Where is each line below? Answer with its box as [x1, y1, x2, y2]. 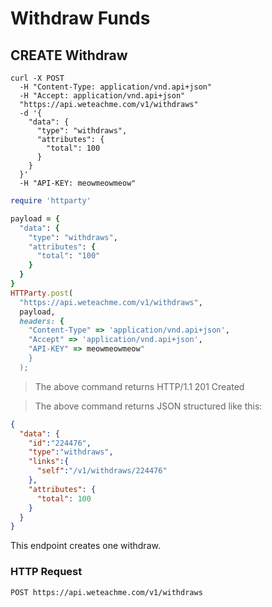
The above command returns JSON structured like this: [34, 400, 263, 412]
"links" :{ [28, 457, 70, 467]
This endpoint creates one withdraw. [10, 540, 161, 552]
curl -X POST [10, 73, 65, 83]
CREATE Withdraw [10, 47, 128, 64]
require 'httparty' [10, 196, 92, 206]
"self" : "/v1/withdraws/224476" [36, 466, 168, 476]
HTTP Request [10, 565, 83, 579]
